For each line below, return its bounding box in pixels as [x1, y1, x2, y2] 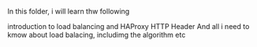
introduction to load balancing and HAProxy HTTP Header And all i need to [7, 22, 250, 31]
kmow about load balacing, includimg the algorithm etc [7, 31, 186, 39]
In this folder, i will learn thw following [7, 7, 130, 16]
